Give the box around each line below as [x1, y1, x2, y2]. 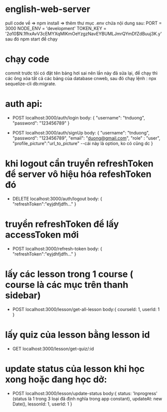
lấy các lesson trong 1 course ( [5, 268, 134, 279]
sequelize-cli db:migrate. [5, 80, 56, 86]
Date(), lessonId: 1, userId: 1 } [12, 401, 72, 407]
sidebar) [5, 289, 41, 301]
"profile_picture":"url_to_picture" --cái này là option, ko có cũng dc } [12, 140, 153, 146]
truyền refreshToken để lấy [5, 218, 119, 229]
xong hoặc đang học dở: [5, 373, 107, 385]
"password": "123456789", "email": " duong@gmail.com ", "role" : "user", [12, 135, 161, 141]
